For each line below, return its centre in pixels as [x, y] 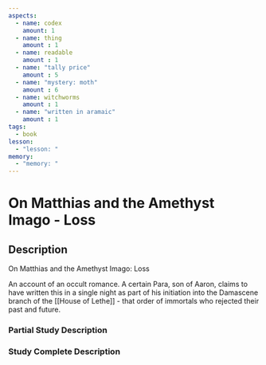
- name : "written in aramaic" [65, 112]
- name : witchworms [48, 97]
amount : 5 [41, 75]
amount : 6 [41, 90]
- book [26, 134]
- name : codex [39, 23]
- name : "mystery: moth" [57, 82]
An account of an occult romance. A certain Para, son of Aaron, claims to [128, 285]
